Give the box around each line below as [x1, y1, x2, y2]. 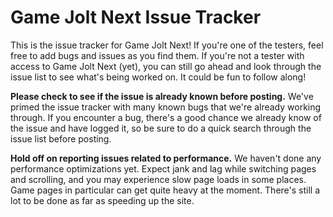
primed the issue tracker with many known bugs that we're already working [10, 101, 322, 113]
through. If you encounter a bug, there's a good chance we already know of [10, 111, 322, 123]
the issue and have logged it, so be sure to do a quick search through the [10, 122, 312, 134]
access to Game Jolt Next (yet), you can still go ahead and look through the [10, 60, 322, 72]
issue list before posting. [10, 132, 112, 145]
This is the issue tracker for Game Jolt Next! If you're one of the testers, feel [10, 39, 324, 51]
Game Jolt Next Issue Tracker [10, 6, 262, 29]
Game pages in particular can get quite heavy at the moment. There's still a [10, 184, 321, 196]
